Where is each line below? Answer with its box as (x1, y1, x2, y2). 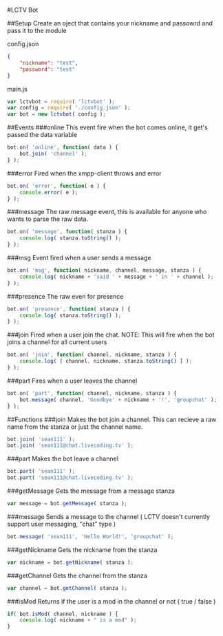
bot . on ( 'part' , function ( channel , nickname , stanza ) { (7, 390, 177, 396)
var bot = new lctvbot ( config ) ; (7, 111, 107, 118)
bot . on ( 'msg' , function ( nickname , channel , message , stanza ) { (7, 267, 202, 274)
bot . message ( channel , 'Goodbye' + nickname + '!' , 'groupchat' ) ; (19, 396, 217, 403)
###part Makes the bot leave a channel (7, 454, 119, 463)
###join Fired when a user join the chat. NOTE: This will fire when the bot (7, 330, 215, 339)
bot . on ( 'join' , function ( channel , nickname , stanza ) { (7, 351, 177, 359)
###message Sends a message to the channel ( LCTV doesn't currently (7, 512, 211, 520)
